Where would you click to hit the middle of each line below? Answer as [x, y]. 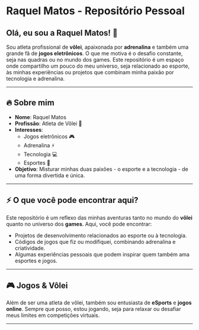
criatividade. [30, 248]
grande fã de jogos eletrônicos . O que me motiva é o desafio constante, [94, 53]
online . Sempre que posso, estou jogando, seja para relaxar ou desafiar [94, 309]
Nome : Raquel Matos [41, 117]
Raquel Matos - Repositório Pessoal [96, 11]
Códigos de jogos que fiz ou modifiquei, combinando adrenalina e [95, 242]
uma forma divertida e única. [50, 175]
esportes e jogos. [36, 261]
